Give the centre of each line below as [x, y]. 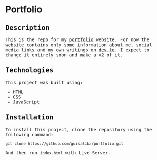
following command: [29, 134]
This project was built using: [44, 82]
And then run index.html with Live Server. [58, 153]
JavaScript [26, 102]
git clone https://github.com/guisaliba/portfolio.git [64, 144]
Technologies [29, 70]
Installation [29, 118]
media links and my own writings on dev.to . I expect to [77, 50]
